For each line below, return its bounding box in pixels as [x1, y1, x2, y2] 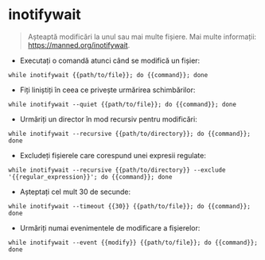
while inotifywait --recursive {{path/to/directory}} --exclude [8, 165, 226, 174]
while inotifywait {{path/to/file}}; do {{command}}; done [8, 71, 208, 79]
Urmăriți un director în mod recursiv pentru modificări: [19, 114, 197, 124]
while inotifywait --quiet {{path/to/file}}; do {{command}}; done [8, 100, 237, 108]
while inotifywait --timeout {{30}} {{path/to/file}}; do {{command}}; [8, 202, 251, 210]
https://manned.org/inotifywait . [27, 40, 131, 49]
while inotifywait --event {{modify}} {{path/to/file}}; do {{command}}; [8, 239, 259, 246]
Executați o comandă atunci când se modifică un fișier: [19, 56, 201, 65]
